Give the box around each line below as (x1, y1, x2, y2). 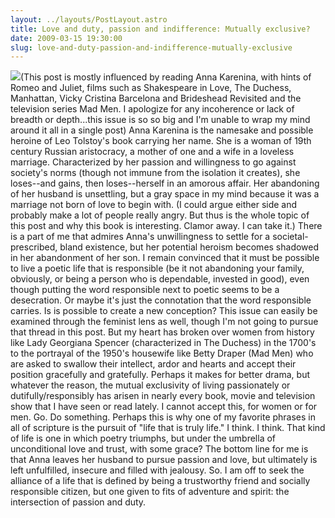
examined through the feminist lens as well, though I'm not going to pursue (10, 316, 319, 328)
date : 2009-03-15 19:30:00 (10, 33, 123, 43)
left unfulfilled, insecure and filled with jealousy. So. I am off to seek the (10, 464, 305, 476)
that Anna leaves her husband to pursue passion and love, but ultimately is (10, 454, 318, 466)
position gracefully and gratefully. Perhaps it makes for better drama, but (10, 369, 310, 381)
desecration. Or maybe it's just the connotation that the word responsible (10, 294, 312, 306)
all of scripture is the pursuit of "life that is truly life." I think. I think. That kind (10, 422, 326, 434)
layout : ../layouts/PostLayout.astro (10, 14, 168, 25)
